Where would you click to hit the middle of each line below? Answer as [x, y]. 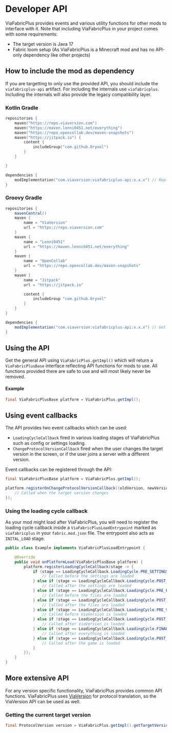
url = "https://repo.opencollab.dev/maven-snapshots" [82, 266]
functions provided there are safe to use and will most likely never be [78, 371]
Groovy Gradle [24, 198]
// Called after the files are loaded [83, 605]
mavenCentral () [31, 213]
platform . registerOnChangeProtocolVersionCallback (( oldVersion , [75, 488]
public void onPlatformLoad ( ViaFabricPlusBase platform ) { [79, 562]
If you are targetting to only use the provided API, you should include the [82, 83]
